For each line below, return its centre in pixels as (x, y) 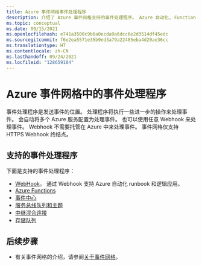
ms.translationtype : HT (36, 46)
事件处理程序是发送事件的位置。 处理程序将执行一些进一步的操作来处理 (94, 112)
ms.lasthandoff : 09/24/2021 (42, 57)
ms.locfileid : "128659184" (40, 62)
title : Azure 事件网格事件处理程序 (46, 12)
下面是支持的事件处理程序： (41, 171)
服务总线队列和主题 (39, 205)
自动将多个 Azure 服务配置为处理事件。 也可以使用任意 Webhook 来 (107, 119)
